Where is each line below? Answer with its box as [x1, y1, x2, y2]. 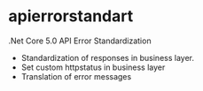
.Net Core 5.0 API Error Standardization [8, 35, 152, 46]
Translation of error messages [20, 71, 132, 81]
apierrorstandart [8, 6, 134, 27]
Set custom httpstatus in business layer [20, 62, 166, 72]
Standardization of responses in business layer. [20, 52, 194, 63]
